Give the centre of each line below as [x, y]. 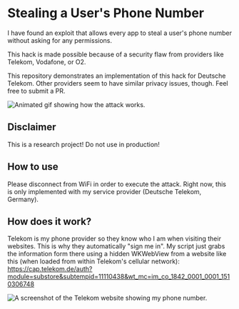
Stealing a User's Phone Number [106, 13]
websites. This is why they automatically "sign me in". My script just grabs [116, 246]
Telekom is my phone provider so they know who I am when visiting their [114, 239]
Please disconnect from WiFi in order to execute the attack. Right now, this [117, 184]
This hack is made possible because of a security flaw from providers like [116, 54]
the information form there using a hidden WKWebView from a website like [117, 254]
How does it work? [50, 222]
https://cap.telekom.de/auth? [50, 269]
